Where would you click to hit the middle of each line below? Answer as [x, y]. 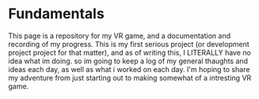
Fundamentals [56, 14]
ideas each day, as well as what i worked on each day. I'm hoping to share [129, 69]
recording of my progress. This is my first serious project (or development [129, 44]
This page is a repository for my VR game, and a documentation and [120, 36]
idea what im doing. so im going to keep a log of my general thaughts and [128, 61]
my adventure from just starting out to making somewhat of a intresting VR [130, 78]
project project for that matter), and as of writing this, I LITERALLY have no [129, 52]
